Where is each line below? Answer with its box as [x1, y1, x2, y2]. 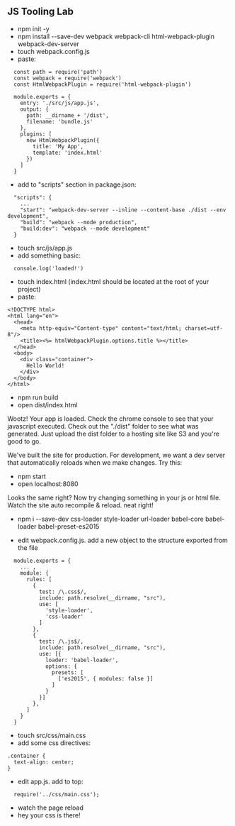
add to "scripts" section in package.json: [17, 180, 137, 189]
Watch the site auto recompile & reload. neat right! [7, 500, 154, 510]
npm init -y [17, 24, 50, 33]
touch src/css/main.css [17, 731, 86, 739]
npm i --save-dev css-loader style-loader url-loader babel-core [17, 514, 204, 523]
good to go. [7, 436, 41, 446]
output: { [20, 106, 50, 113]
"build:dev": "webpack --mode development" [20, 225, 151, 232]
